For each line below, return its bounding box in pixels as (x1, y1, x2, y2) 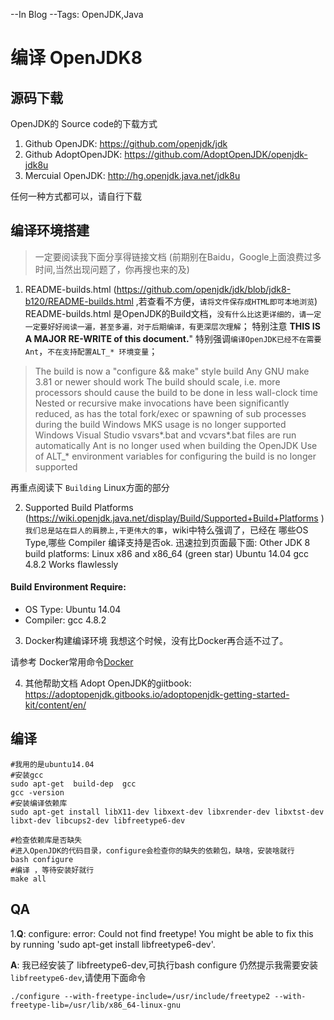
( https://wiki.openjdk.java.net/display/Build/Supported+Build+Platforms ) (24, 512, 325, 524)
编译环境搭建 (10, 222, 90, 239)
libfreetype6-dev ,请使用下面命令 (10, 971, 147, 983)
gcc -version (10, 787, 65, 798)
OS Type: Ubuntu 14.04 (24, 604, 122, 616)
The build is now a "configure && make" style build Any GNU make (34, 365, 310, 377)
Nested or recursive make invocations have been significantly (34, 397, 290, 409)
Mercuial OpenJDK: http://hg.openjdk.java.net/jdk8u (24, 170, 241, 181)
